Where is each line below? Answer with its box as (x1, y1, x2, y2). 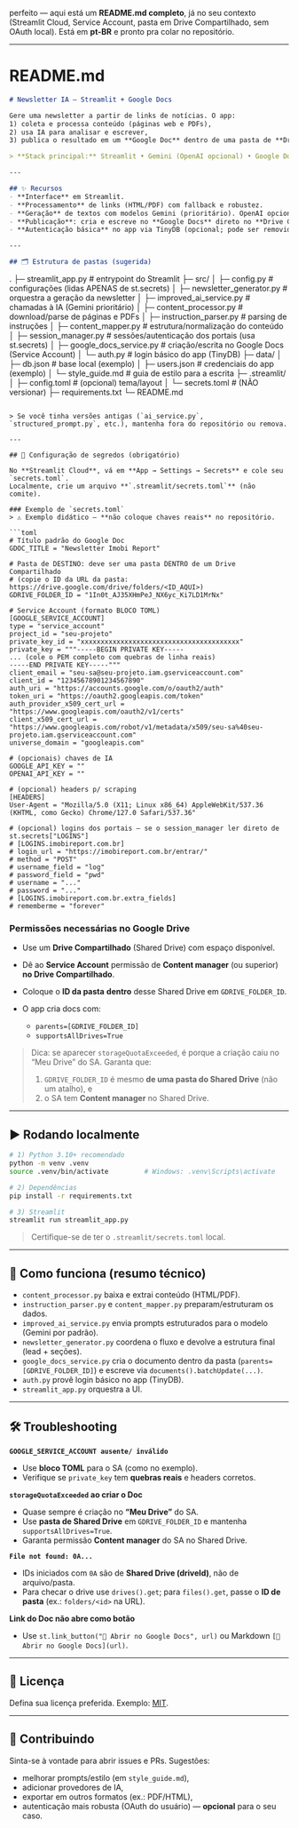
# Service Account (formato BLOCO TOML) (9, 606, 161, 616)
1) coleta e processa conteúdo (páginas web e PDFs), (9, 119, 213, 128)
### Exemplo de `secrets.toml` (9, 506, 125, 515)
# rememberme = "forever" (9, 902, 105, 911)
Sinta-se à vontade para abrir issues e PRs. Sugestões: (9, 1755, 210, 1766)
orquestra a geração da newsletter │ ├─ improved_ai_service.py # (9, 292, 251, 303)
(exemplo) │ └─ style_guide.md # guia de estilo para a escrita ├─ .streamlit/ (9, 368, 286, 379)
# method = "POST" (9, 855, 77, 865)
